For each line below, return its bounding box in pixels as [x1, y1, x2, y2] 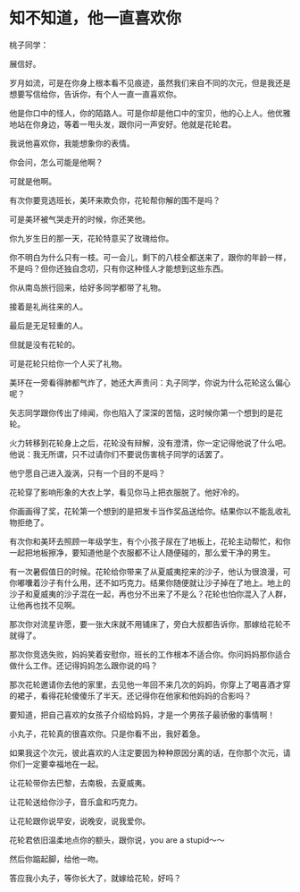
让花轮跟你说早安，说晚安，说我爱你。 [9, 815, 150, 826]
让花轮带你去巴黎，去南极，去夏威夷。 [9, 777, 150, 788]
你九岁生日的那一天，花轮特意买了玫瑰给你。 [9, 233, 174, 243]
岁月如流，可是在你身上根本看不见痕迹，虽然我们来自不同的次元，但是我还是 [9, 77, 291, 88]
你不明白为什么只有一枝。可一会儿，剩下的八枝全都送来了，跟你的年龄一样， [9, 251, 291, 262]
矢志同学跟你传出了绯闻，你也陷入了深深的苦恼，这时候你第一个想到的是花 [9, 407, 283, 418]
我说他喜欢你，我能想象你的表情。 [9, 138, 135, 149]
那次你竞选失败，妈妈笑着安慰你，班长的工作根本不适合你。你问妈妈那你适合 [9, 649, 291, 659]
